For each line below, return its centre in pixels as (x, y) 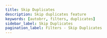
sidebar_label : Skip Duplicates (39, 23)
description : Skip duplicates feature (46, 14)
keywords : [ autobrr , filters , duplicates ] (50, 19)
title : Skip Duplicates (30, 10)
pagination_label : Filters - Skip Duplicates (54, 28)
